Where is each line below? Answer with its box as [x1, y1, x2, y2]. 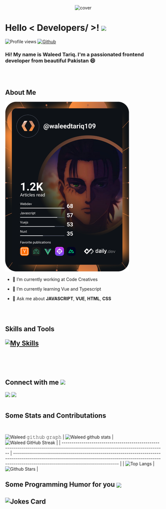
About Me [5, 88, 36, 96]
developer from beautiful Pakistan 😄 [5, 57, 96, 64]
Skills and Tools [5, 325, 55, 333]
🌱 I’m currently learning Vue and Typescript [12, 286, 102, 292]
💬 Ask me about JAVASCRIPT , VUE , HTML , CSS [12, 295, 111, 301]
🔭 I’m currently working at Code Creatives [12, 276, 98, 282]
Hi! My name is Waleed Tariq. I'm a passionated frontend [5, 51, 144, 58]
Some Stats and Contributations [5, 411, 107, 420]
